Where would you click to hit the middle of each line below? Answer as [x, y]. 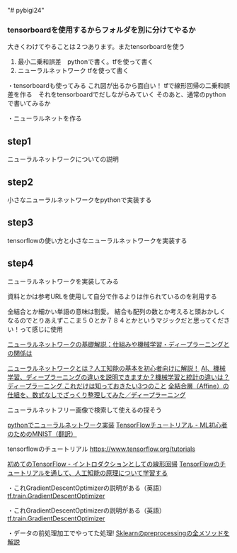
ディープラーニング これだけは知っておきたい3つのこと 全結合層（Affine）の [118, 386]
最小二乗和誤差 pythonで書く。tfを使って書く [86, 62]
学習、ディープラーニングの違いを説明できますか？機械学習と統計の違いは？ [118, 377]
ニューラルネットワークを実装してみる [63, 281]
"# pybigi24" [26, 10]
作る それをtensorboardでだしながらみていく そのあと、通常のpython [123, 94]
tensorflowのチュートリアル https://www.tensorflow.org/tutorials [102, 449]
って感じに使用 [41, 329]
